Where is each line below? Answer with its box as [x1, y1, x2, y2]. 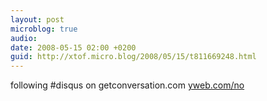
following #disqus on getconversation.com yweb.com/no [10, 79, 245, 91]
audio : [10, 33, 38, 43]
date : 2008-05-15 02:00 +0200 [10, 42, 137, 53]
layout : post [10, 14, 65, 25]
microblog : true [10, 24, 78, 34]
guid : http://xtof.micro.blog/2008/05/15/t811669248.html [10, 52, 257, 62]
